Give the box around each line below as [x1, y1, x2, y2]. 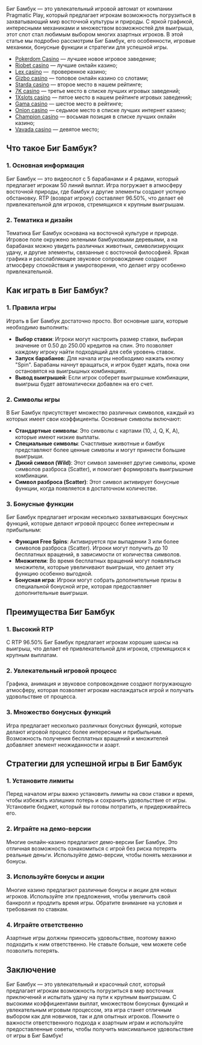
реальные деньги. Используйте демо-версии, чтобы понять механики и [6, 851, 192, 859]
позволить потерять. [6, 947, 60, 954]
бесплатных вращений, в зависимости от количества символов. [14, 551, 182, 558]
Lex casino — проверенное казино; [14, 68, 107, 75]
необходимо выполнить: [6, 323, 69, 331]
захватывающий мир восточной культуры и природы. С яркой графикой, [6, 18, 194, 25]
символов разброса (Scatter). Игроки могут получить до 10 [14, 544, 168, 551]
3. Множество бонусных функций [6, 708, 111, 717]
